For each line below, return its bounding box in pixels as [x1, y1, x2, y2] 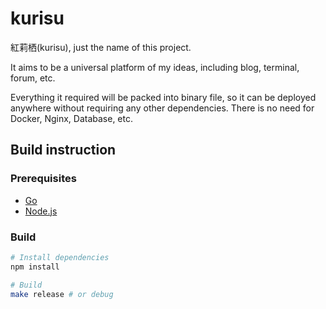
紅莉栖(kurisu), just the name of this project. [10, 41, 192, 53]
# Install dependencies [10, 252, 110, 262]
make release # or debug [10, 289, 114, 299]
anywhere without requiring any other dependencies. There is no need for [10, 102, 315, 114]
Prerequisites [10, 172, 77, 186]
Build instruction [10, 142, 117, 159]
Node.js [24, 205, 58, 217]
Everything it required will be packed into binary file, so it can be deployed [10, 91, 317, 103]
